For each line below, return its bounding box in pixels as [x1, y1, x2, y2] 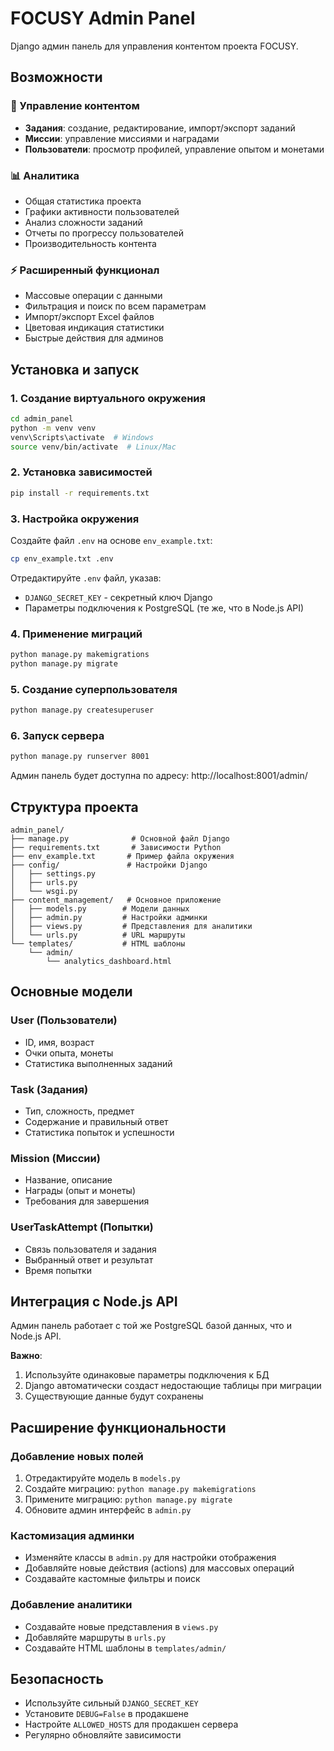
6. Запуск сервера [10, 728, 105, 742]
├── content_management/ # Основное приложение [10, 895, 222, 905]
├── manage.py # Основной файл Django [10, 833, 230, 844]
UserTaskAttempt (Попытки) [10, 1220, 154, 1234]
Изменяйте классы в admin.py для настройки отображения [24, 1552, 277, 1564]
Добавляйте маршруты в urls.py [24, 1631, 167, 1643]
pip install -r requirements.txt [10, 488, 150, 498]
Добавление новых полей [10, 1449, 144, 1463]
